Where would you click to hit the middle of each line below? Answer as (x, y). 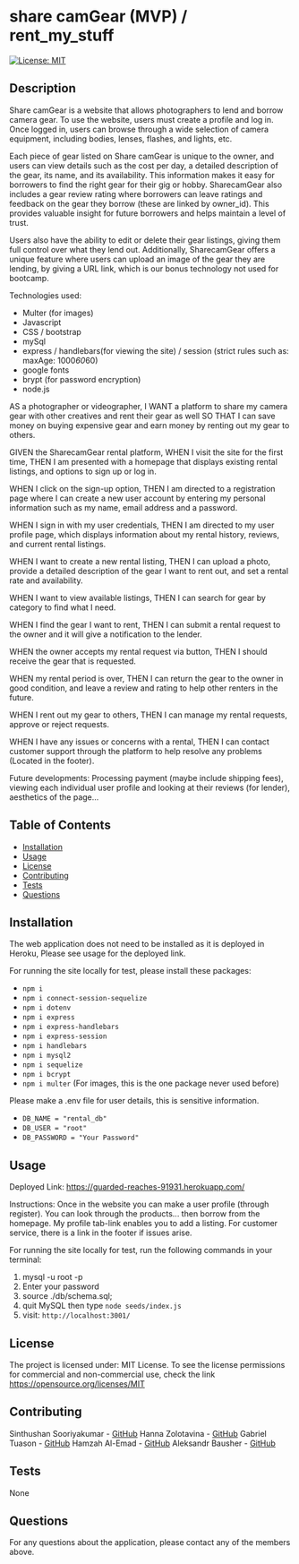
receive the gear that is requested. (73, 661)
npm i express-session (64, 1036)
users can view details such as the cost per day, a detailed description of (144, 165)
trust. (19, 222)
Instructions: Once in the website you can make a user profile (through (139, 1204)
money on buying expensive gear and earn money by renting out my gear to (149, 425)
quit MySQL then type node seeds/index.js (102, 1306)
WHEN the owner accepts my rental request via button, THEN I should (138, 651)
